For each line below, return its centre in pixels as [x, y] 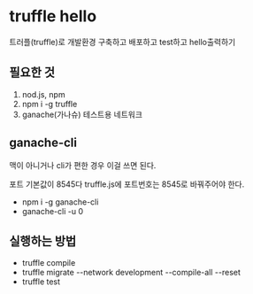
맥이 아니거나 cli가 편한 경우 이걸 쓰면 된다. [83, 165]
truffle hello [53, 16]
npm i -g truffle [50, 104]
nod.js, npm [43, 94]
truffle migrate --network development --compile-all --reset [131, 273]
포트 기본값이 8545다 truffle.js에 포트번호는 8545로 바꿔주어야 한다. [127, 184]
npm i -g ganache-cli [60, 202]
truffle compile [49, 263]
